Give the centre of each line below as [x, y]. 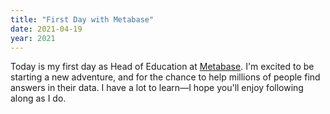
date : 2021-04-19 [46, 29]
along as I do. [38, 98]
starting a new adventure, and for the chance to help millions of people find [165, 77]
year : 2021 [33, 38]
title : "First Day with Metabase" [82, 19]
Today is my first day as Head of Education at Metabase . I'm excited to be [162, 67]
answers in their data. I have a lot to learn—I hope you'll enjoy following [157, 88]
